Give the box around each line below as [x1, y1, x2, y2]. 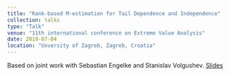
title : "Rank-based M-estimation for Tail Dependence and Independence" [7, 10, 221, 17]
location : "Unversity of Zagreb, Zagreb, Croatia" [7, 42, 156, 49]
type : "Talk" [7, 23, 45, 30]
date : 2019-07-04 [7, 36, 57, 43]
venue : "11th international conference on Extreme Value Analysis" [7, 29, 206, 37]
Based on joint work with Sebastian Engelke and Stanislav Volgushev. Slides [7, 61, 223, 69]
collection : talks [7, 17, 60, 23]
